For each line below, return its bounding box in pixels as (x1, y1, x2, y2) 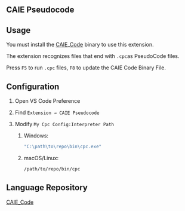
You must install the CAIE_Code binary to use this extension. (6, 41, 154, 48)
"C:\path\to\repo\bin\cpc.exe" (23, 143, 102, 150)
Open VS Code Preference (14, 97, 81, 105)
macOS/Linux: (23, 154, 58, 161)
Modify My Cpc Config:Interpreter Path (14, 121, 115, 128)
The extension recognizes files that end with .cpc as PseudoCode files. (6, 53, 180, 60)
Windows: (23, 132, 49, 139)
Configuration (6, 81, 60, 91)
